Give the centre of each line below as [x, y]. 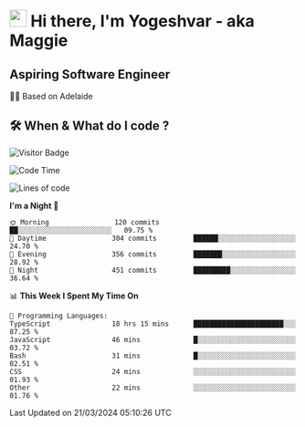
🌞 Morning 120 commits [84, 222]
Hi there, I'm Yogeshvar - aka [143, 21]
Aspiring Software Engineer [90, 74]
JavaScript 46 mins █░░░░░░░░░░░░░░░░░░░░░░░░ [153, 339]
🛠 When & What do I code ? [89, 126]
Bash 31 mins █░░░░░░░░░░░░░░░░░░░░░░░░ [153, 356]
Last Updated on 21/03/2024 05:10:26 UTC [90, 412]
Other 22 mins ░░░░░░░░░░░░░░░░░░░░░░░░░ [153, 388]
